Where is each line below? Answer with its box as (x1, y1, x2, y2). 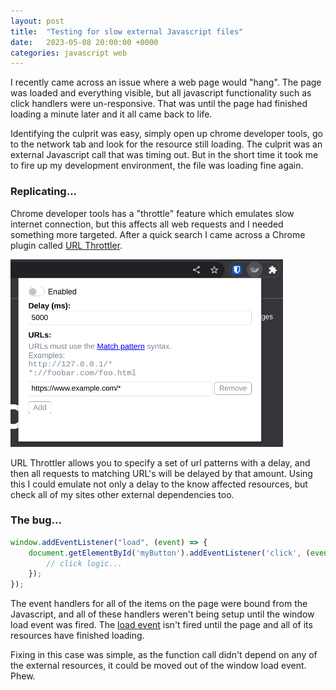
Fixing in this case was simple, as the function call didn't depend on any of (10, 649, 318, 661)
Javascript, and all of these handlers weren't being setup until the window (10, 608, 315, 620)
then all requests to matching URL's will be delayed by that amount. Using (10, 467, 313, 479)
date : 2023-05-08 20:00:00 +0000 (10, 37, 159, 47)
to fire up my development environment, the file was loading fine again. (10, 160, 304, 172)
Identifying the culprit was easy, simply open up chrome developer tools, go (10, 128, 323, 140)
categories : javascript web (10, 48, 128, 58)
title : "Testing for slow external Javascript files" (10, 26, 244, 37)
